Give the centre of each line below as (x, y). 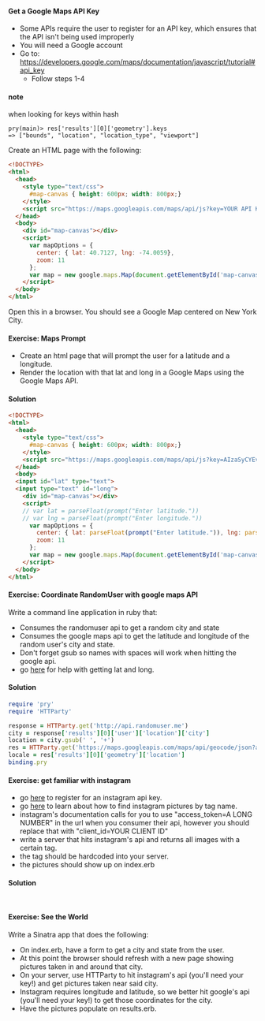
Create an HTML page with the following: (75, 151)
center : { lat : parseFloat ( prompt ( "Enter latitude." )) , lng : (139, 533)
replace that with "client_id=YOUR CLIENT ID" (93, 831)
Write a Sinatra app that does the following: (78, 934)
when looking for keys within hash (64, 114)
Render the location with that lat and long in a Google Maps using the (132, 373)
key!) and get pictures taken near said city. (89, 983)
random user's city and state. (67, 644)
